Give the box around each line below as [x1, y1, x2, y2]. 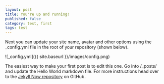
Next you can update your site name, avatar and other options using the [5, 39, 152, 45]
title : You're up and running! [5, 12, 70, 17]
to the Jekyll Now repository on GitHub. [5, 74, 86, 80]
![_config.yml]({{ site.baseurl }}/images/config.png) [5, 54, 110, 59]
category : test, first [5, 21, 52, 26]
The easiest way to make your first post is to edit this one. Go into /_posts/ [5, 63, 157, 69]
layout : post [5, 7, 32, 12]
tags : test [5, 26, 28, 30]
